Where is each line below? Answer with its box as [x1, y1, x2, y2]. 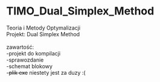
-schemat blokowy [6, 62, 53, 70]
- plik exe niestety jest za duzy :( [6, 69, 86, 76]
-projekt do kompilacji [6, 49, 61, 57]
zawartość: [6, 43, 34, 51]
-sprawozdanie [6, 56, 44, 63]
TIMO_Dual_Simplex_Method [6, 4, 155, 18]
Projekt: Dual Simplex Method [6, 30, 80, 37]
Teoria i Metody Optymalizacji [6, 24, 80, 31]
